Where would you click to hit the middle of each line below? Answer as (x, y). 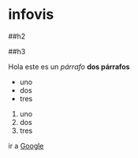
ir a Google (26, 145)
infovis (31, 15)
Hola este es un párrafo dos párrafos (69, 66)
